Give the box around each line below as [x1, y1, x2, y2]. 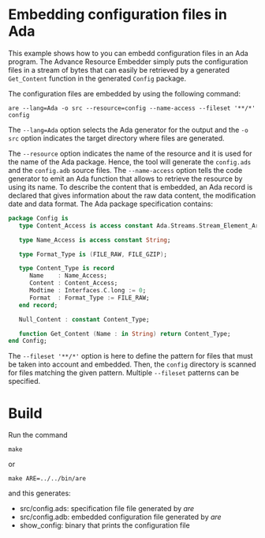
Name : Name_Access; [28, 272, 108, 280]
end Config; [8, 337, 47, 345]
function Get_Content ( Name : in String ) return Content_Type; [18, 329, 231, 337]
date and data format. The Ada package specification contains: [8, 199, 213, 209]
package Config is [8, 214, 69, 222]
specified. [8, 377, 41, 386]
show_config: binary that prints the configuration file [19, 521, 191, 530]
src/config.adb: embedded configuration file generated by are [19, 512, 222, 522]
